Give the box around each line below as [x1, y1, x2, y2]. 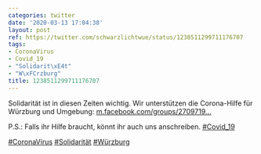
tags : [8, 41, 26, 48]
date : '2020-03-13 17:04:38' [8, 19, 103, 27]
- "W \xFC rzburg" [8, 70, 61, 77]
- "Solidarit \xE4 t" [8, 63, 72, 70]
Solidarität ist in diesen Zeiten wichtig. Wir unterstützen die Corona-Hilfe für [8, 98, 253, 108]
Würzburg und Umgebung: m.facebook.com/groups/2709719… [8, 106, 212, 116]
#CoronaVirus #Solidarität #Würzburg [8, 137, 130, 146]
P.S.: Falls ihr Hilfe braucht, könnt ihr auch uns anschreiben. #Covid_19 [8, 122, 235, 131]
